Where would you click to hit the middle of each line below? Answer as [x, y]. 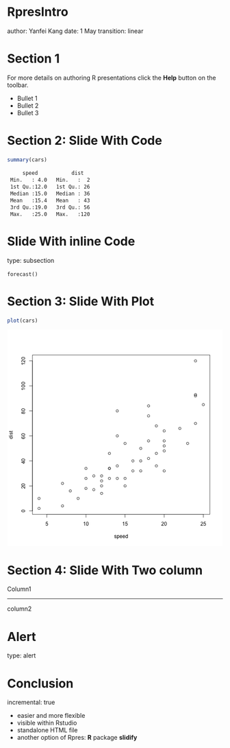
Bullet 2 [28, 105]
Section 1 [34, 59]
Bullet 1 [27, 98]
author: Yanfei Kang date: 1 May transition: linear [75, 31]
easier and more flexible [51, 716]
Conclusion [40, 683]
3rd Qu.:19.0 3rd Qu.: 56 [50, 207]
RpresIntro [38, 12]
